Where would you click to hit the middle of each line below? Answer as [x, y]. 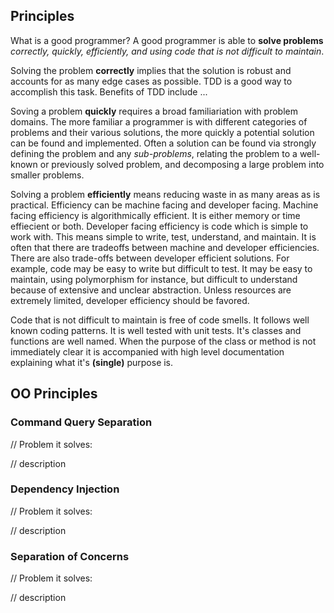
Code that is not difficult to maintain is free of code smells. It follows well [160, 320]
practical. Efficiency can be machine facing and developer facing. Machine [164, 205]
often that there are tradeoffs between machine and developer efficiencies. [165, 247]
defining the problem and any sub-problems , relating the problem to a [154, 153]
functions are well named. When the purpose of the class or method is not [163, 341]
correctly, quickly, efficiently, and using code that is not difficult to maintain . [167, 51]
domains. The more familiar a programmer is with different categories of [159, 121]
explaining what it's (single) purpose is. [92, 362]
